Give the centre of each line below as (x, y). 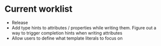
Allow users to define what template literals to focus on (67, 38)
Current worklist (39, 9)
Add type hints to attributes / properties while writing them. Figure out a (84, 27)
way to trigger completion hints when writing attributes (67, 33)
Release (20, 23)
